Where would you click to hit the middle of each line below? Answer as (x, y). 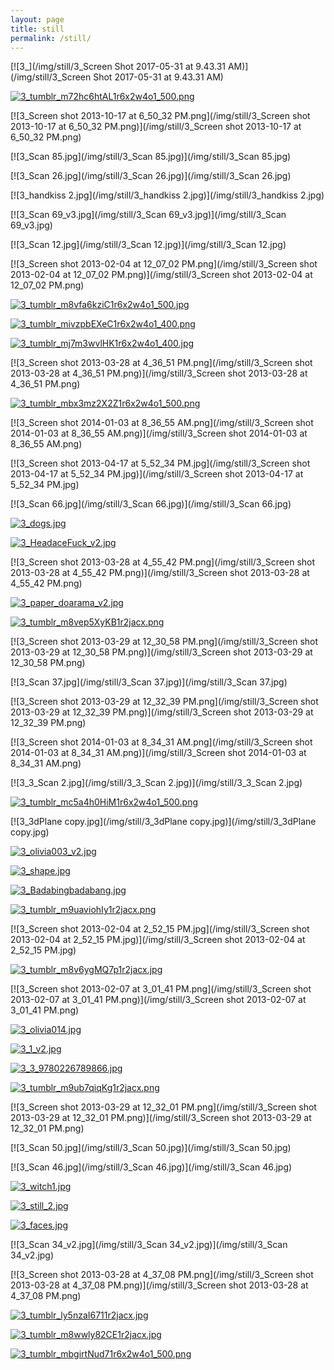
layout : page (37, 19)
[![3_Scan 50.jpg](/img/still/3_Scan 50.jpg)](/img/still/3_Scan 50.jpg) (151, 1148)
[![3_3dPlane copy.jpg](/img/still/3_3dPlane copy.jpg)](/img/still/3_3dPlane (163, 822)
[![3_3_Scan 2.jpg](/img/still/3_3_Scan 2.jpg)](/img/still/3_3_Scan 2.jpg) (156, 783)
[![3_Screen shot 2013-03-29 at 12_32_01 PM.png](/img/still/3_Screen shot (163, 1107)
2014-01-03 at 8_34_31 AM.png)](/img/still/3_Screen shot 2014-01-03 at (158, 753)
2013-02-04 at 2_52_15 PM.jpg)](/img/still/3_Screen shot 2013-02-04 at (158, 940)
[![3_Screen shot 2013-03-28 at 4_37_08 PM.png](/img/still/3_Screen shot (162, 1275)
